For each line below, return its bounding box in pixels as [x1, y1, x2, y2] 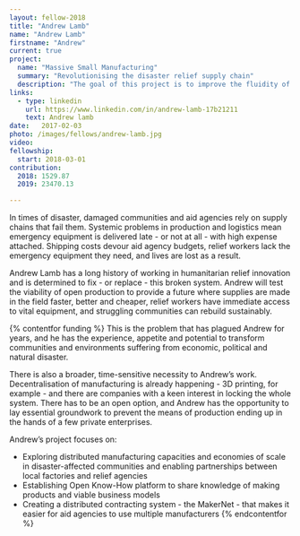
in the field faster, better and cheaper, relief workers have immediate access [9, 297, 291, 307]
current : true [9, 47, 63, 56]
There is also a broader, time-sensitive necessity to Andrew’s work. [9, 369, 258, 380]
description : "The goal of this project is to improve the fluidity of [17, 80, 291, 89]
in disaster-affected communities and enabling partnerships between [21, 461, 278, 471]
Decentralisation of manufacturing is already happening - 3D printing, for [9, 378, 279, 390]
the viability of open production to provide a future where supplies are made [9, 287, 291, 298]
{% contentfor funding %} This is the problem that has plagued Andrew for [9, 324, 285, 334]
